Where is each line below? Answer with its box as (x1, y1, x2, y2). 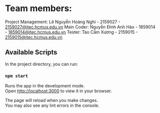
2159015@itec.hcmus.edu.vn (5, 34, 63, 40)
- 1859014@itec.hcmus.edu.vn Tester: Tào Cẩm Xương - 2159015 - (5, 29, 138, 35)
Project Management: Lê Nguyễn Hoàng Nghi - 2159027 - (5, 19, 121, 25)
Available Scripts (5, 48, 57, 56)
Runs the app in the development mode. (5, 83, 85, 89)
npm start (5, 73, 28, 79)
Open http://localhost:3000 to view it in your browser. (5, 88, 112, 94)
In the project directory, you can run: (5, 61, 78, 67)
